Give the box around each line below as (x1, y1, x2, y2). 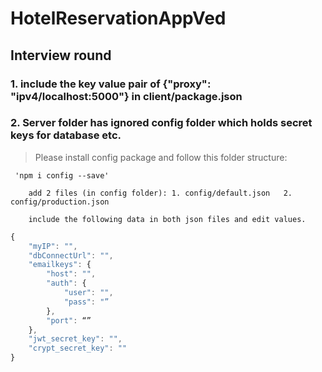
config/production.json (10, 197, 110, 207)
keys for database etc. (10, 128, 122, 142)
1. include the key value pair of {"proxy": (10, 77, 212, 91)
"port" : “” (46, 315, 92, 326)
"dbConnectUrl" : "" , (28, 250, 114, 261)
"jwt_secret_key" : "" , (28, 334, 123, 344)
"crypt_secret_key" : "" (28, 343, 128, 354)
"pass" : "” (63, 297, 110, 307)
